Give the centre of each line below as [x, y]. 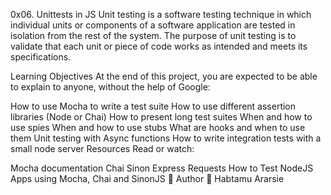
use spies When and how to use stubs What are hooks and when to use [158, 127]
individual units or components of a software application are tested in [153, 25]
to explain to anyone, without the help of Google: [110, 87]
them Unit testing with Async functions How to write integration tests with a [166, 138]
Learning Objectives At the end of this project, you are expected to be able [164, 76]
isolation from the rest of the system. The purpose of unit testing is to [153, 35]
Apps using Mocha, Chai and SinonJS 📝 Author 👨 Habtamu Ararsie [147, 178]
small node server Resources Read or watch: [102, 148]
